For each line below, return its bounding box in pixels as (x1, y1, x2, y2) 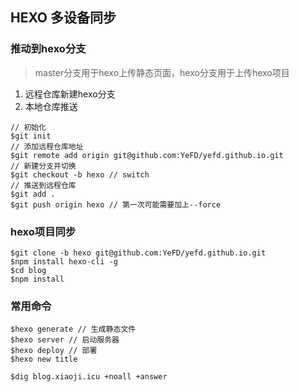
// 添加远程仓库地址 (10, 141, 84, 152)
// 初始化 (10, 122, 47, 132)
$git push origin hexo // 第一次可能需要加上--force (10, 199, 222, 210)
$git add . (10, 189, 56, 199)
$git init (10, 131, 52, 141)
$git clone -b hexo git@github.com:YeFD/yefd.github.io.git (10, 248, 267, 258)
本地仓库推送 (24, 100, 78, 112)
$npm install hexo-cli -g (10, 256, 118, 267)
